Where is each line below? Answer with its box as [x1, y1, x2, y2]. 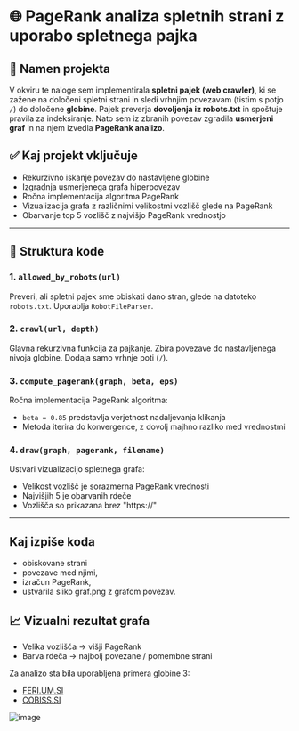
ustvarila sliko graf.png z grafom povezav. [21, 586, 176, 597]
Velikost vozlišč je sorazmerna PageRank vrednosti [21, 481, 210, 491]
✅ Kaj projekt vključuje [9, 149, 138, 164]
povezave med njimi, [21, 567, 98, 578]
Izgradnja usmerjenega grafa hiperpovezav [21, 181, 181, 192]
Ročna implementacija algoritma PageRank [21, 191, 180, 201]
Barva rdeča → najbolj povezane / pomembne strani [21, 651, 213, 662]
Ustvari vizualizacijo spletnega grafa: [9, 464, 145, 475]
